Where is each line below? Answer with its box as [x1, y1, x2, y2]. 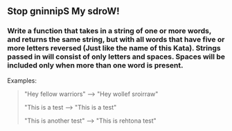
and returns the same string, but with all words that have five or [7, 34, 225, 44]
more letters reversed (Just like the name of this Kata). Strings [7, 43, 221, 53]
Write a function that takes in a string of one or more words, [7, 26, 212, 36]
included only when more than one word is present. [7, 61, 184, 70]
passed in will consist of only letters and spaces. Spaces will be [7, 52, 226, 61]
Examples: [7, 76, 37, 85]
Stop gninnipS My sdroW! [7, 6, 120, 17]
